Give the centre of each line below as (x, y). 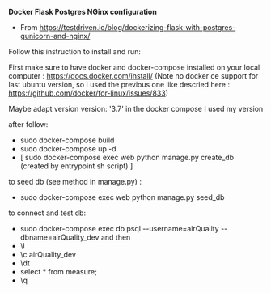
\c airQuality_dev (48, 255)
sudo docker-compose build (67, 140)
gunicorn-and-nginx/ (55, 36)
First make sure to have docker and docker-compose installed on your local (134, 67)
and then (116, 237)
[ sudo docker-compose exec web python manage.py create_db (127, 157)
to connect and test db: (47, 213)
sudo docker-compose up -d (68, 149)
